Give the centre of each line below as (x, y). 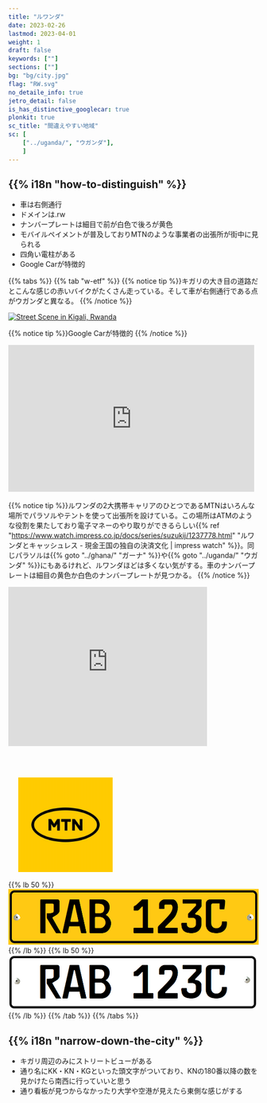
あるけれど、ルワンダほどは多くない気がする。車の (137, 565)
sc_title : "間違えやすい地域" (54, 126)
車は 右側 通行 (41, 205)
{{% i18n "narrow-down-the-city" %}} (106, 1040)
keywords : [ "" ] (33, 59)
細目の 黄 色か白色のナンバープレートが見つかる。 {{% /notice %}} (143, 575)
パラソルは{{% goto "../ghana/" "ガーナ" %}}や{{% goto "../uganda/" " (130, 555)
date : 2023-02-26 (37, 25)
